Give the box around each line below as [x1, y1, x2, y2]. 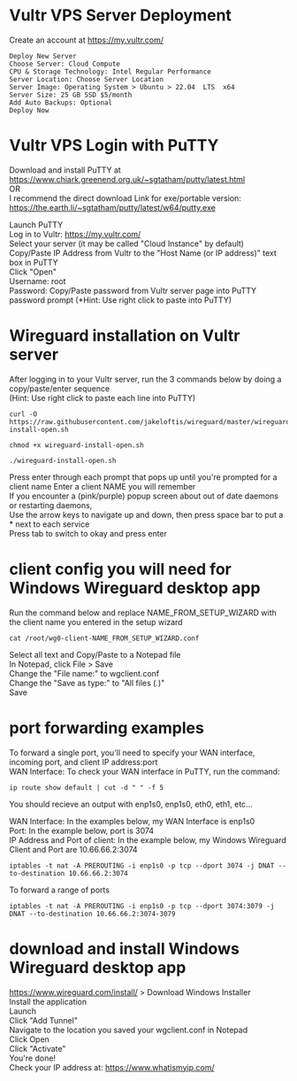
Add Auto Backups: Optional [9, 98, 113, 107]
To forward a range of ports [9, 884, 110, 895]
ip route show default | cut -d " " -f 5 [9, 783, 164, 792]
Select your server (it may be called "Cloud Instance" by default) [9, 238, 245, 249]
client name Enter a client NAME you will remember [9, 481, 196, 491]
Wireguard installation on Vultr [9, 326, 240, 346]
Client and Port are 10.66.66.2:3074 [9, 844, 139, 854]
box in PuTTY [9, 257, 59, 267]
